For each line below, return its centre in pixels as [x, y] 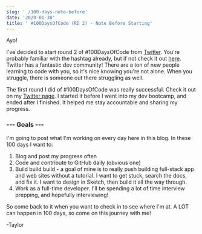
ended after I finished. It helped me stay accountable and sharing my [92, 102]
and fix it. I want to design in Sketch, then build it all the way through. [101, 182]
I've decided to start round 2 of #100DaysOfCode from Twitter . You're [93, 52]
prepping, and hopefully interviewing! [62, 195]
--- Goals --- [25, 125]
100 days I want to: [30, 144]
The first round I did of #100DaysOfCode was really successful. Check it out [101, 90]
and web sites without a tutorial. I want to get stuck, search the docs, [101, 175]
